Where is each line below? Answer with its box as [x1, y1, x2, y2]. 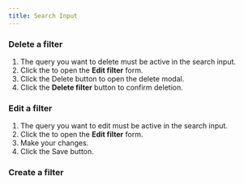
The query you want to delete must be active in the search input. [19, 56, 237, 66]
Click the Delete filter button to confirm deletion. [19, 82, 184, 92]
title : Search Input [8, 11, 79, 20]
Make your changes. [19, 138, 89, 148]
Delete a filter [8, 38, 63, 49]
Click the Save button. [19, 147, 95, 157]
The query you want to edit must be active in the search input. [19, 121, 229, 131]
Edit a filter [8, 102, 53, 114]
